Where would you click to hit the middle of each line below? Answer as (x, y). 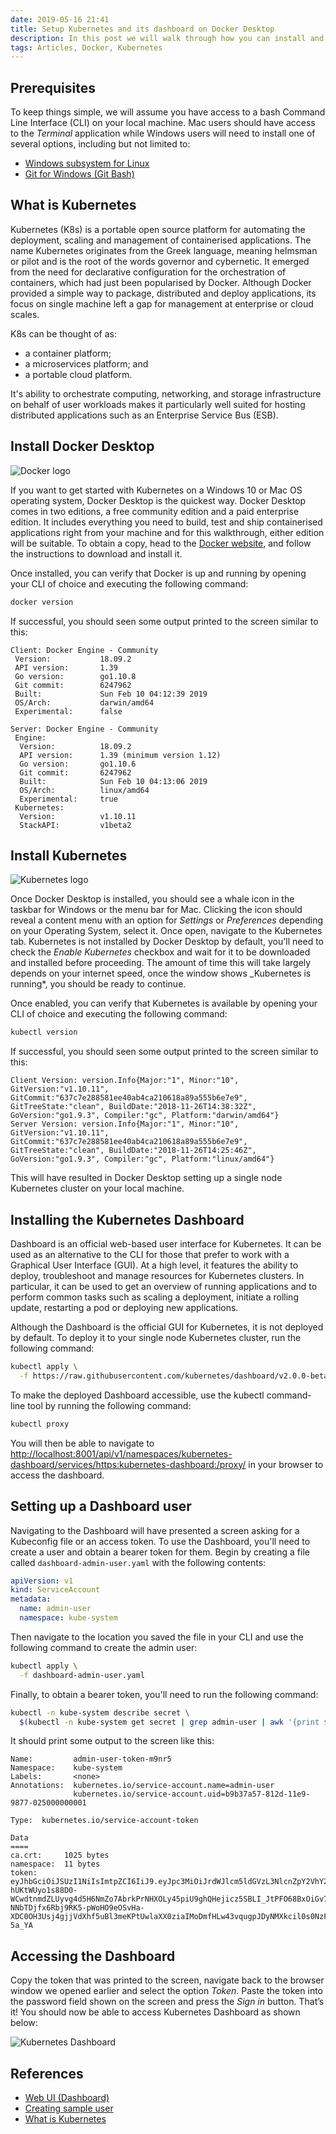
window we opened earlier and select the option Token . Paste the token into (166, 1991)
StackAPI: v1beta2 (75, 825)
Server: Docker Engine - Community (84, 729)
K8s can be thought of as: (63, 333)
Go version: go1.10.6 (78, 764)
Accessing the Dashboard (93, 1956)
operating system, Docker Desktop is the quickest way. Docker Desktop (158, 500)
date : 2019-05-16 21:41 (60, 19)
